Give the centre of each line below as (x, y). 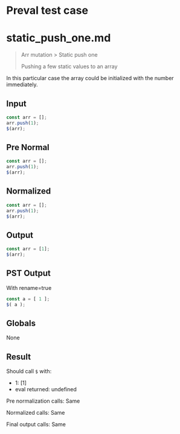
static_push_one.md (59, 38)
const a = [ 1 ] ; (28, 299)
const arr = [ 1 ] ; (28, 249)
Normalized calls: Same (36, 413)
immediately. (22, 84)
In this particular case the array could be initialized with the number (90, 78)
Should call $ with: (29, 371)
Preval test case (47, 11)
